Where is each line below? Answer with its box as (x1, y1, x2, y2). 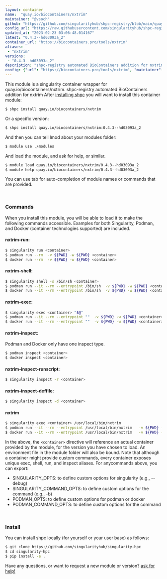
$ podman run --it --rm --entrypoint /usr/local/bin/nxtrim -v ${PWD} (5, 425, 159, 431)
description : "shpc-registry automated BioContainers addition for (5, 63, 148, 68)
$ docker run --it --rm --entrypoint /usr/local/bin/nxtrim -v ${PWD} (5, 430, 159, 435)
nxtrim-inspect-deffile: (5, 388, 54, 394)
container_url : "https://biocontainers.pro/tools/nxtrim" (5, 40, 128, 45)
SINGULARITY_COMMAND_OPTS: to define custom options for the (12, 486, 149, 492)
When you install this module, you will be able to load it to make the (5, 215, 143, 221)
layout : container (5, 7, 43, 12)
